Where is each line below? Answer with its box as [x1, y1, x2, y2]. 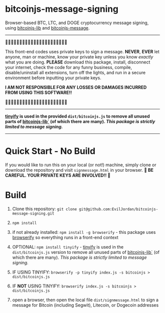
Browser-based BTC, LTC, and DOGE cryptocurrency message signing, [5, 20, 149, 26]
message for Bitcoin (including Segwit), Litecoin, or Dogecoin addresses [12, 302, 159, 308]
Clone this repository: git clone [12, 206, 77, 212]
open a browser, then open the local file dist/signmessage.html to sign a [12, 297, 159, 303]
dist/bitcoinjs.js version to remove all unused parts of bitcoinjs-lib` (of [12, 249, 160, 255]
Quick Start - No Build [5, 146, 96, 157]
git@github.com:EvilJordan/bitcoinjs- [79, 207, 159, 212]
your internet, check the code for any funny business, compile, [5, 64, 133, 70]
